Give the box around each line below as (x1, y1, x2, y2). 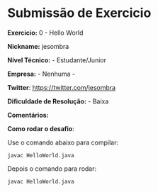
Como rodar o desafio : (7, 124, 74, 132)
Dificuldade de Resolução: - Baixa (7, 97, 109, 106)
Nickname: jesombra (7, 42, 69, 50)
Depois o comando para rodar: (7, 164, 97, 173)
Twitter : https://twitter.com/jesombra (7, 83, 115, 91)
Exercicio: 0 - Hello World (7, 28, 84, 37)
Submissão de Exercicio (7, 5, 152, 21)
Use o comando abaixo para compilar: (7, 138, 119, 147)
